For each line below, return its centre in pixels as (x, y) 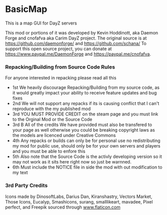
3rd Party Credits (26, 185)
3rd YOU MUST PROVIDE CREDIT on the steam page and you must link (85, 114)
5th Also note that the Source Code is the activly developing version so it (87, 156)
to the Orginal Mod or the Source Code (52, 119)
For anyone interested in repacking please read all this (61, 78)
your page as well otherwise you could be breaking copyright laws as (84, 130)
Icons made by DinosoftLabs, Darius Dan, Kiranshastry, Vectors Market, (79, 196)
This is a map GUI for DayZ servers (41, 23)
